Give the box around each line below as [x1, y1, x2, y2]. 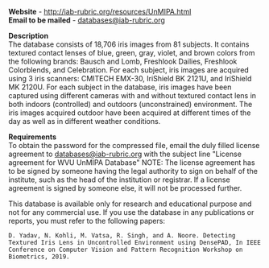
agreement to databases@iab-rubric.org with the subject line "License [8, 149, 242, 159]
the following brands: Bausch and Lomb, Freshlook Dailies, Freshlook [8, 56, 238, 66]
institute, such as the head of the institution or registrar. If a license [8, 175, 231, 184]
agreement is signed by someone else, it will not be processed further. [8, 183, 242, 192]
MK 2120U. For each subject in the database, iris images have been [8, 82, 232, 92]
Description [8, 31, 49, 40]
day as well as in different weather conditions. [8, 117, 161, 126]
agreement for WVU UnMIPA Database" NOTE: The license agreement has [8, 158, 255, 167]
